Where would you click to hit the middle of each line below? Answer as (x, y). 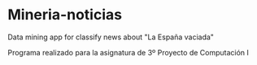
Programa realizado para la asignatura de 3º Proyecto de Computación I (128, 52)
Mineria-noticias (65, 15)
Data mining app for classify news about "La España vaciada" (111, 37)
